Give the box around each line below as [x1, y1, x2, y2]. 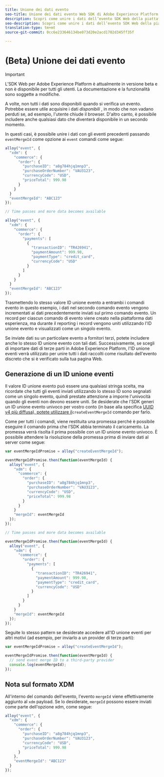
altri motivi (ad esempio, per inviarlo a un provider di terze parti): [5, 635, 135, 641]
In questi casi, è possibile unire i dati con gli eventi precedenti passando [5, 131, 150, 137]
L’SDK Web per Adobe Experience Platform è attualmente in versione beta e [5, 81, 158, 87]
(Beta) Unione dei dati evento [5, 55, 125, 67]
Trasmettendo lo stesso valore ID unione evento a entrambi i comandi [5, 299, 145, 306]
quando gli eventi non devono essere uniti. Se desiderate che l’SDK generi [5, 398, 154, 404]
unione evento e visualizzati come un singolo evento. [5, 326, 112, 332]
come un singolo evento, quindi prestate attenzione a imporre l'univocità [5, 393, 151, 399]
